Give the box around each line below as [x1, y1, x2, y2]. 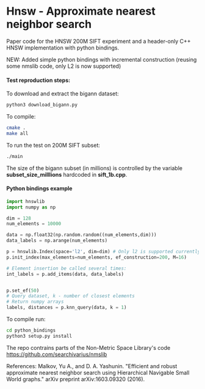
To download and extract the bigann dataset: [6, 90, 119, 97]
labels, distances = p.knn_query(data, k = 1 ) [6, 305, 127, 311]
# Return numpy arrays [6, 298, 64, 305]
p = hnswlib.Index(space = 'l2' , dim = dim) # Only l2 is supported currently [6, 249, 201, 255]
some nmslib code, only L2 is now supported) [6, 62, 121, 70]
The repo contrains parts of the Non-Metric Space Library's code [6, 344, 171, 351]
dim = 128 [6, 215, 32, 221]
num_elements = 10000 [6, 221, 62, 227]
